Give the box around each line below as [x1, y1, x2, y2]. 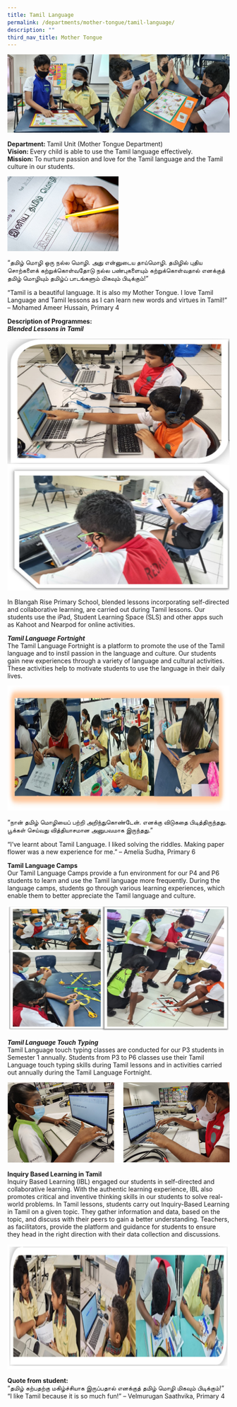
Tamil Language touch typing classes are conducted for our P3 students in [7, 1046, 224, 1054]
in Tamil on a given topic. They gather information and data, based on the [7, 1207, 221, 1216]
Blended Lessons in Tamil [7, 324, 84, 332]
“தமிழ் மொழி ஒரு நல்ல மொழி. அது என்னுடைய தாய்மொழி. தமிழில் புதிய [7, 258, 203, 267]
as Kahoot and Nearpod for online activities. [7, 620, 135, 629]
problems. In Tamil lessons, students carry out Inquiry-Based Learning [25, 1200, 230, 1208]
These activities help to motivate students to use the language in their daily [7, 664, 226, 672]
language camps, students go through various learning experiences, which [7, 884, 225, 893]
